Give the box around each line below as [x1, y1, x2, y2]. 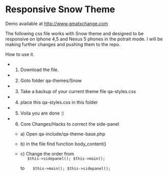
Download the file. [20, 67, 59, 73]
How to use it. [5, 51, 35, 57]
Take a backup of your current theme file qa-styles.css [20, 88, 136, 94]
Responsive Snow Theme [5, 4, 115, 15]
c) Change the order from [20, 150, 75, 157]
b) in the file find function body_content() [20, 141, 107, 147]
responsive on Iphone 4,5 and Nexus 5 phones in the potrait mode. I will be [5, 36, 163, 42]
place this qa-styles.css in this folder [20, 99, 98, 105]
